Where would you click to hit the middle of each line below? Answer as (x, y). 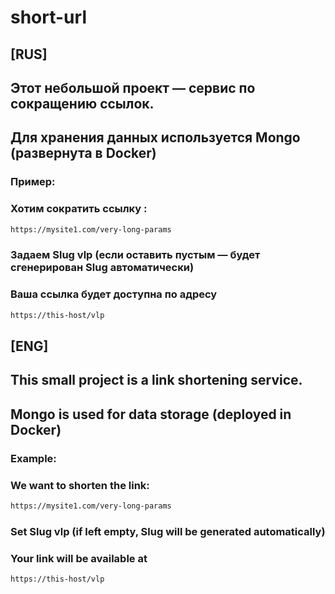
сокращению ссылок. (82, 103)
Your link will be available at (79, 558)
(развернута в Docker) (83, 153)
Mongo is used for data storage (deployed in (151, 414)
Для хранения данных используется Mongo (155, 137)
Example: (33, 458)
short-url (48, 17)
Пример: (33, 182)
